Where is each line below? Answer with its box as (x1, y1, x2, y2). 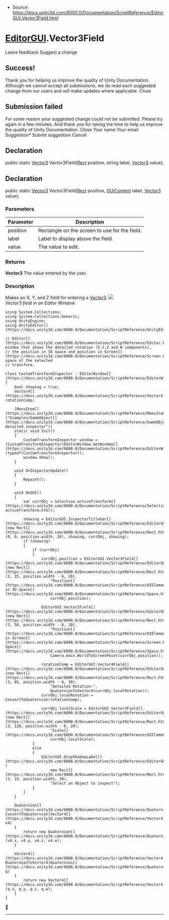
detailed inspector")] (5, 424, 53, 429)
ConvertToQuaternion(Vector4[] (5, 812, 71, 817)
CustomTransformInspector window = (23, 437, 98, 442)
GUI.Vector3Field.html (12, 15, 59, 21)
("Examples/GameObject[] (5, 415, 57, 421)
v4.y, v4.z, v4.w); (21, 838, 62, 844)
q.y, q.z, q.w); (18, 887, 53, 892)
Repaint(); (23, 477, 46, 482)
